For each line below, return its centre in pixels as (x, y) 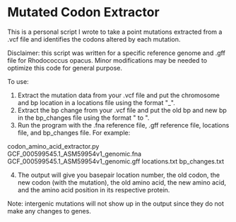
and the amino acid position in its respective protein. (94, 190)
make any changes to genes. (49, 211)
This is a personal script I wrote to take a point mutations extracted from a (115, 32)
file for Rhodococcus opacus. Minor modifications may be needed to (107, 60)
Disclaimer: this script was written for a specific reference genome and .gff (117, 53)
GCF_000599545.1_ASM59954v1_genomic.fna (75, 154)
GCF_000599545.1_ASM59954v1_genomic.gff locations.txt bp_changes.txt (116, 161)
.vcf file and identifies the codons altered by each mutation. (94, 39)
